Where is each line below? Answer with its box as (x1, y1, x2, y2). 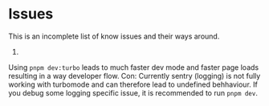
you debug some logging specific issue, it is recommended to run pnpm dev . (8, 88, 259, 97)
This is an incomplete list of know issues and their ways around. (8, 31, 220, 41)
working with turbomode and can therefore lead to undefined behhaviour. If (8, 79, 259, 89)
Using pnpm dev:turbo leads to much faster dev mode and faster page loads (8, 62, 259, 72)
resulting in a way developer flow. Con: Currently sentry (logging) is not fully (8, 71, 261, 80)
